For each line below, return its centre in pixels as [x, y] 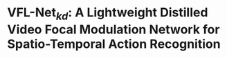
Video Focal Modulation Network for [113, 29]
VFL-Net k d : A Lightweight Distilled [108, 14]
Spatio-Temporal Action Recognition [114, 44]
